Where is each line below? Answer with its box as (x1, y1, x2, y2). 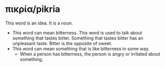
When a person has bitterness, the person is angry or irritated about (19, 51, 160, 57)
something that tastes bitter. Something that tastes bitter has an (12, 35, 143, 41)
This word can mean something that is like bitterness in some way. (12, 45, 150, 51)
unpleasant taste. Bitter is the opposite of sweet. (12, 40, 112, 46)
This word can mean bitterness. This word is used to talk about (12, 29, 142, 35)
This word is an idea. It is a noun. (5, 20, 73, 26)
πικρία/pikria (5, 3, 60, 15)
